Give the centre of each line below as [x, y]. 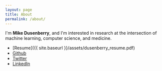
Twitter [20, 59]
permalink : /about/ [25, 19]
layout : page [19, 10]
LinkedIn [21, 64]
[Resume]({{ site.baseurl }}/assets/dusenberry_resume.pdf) [74, 48]
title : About [19, 14]
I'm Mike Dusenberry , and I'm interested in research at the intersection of [81, 33]
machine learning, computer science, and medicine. [59, 38]
